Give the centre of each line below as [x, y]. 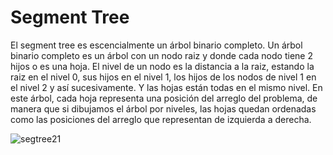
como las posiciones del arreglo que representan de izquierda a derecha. [161, 119]
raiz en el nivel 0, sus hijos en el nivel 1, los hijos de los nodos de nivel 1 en [163, 77]
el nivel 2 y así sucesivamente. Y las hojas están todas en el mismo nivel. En [166, 87]
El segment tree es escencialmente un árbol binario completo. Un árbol [156, 45]
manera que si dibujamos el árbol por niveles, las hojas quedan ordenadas [163, 108]
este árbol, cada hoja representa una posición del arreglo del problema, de [164, 98]
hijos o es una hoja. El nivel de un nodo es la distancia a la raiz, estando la [162, 66]
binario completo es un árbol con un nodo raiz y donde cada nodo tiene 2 [161, 55]
